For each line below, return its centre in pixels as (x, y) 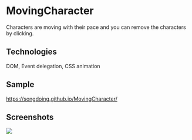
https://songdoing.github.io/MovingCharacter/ (62, 99)
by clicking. (20, 33)
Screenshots (30, 117)
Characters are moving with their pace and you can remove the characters (96, 27)
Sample (20, 84)
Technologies (32, 52)
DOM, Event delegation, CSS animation (53, 66)
